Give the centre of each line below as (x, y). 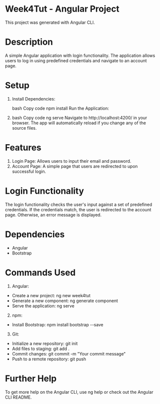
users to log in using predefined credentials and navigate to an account (76, 60)
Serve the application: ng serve (43, 306)
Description (29, 42)
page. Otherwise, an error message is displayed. (53, 215)
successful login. (29, 171)
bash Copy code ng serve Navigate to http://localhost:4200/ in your (80, 118)
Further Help (31, 379)
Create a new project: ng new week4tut (51, 295)
